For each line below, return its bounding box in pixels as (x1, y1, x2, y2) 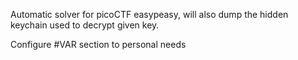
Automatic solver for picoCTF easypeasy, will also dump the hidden (10, 9, 289, 20)
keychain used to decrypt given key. (10, 19, 160, 31)
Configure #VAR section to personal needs (10, 39, 187, 50)
